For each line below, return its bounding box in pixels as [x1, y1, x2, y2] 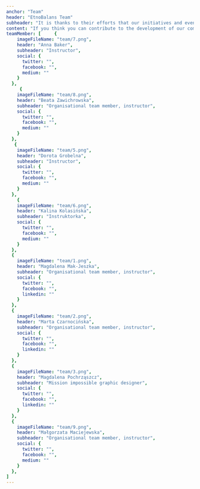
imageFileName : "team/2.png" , [17, 313, 92, 319]
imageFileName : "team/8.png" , [17, 92, 92, 98]
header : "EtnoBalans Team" [6, 14, 73, 20]
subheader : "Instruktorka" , [17, 214, 86, 220]
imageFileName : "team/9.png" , [17, 424, 92, 430]
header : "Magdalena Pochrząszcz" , [17, 374, 102, 380]
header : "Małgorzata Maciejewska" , [17, 429, 105, 435]
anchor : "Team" [6, 8, 44, 15]
